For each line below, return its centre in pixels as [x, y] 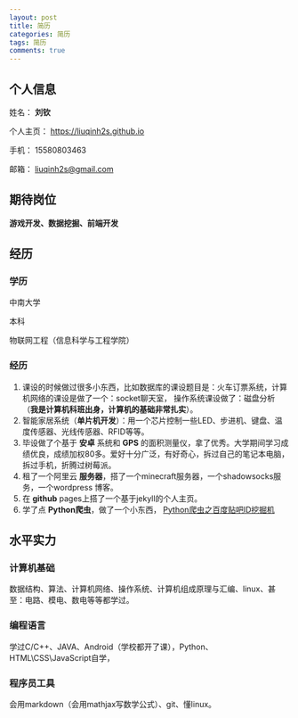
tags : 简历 [28, 42]
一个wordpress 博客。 [78, 487]
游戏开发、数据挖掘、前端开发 [64, 223]
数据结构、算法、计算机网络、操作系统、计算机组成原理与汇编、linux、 [139, 589]
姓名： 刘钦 [30, 111]
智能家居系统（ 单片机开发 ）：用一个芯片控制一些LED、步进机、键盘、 [149, 420]
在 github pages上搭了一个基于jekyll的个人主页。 [112, 498]
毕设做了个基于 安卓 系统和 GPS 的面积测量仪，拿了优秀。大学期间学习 [152, 442]
